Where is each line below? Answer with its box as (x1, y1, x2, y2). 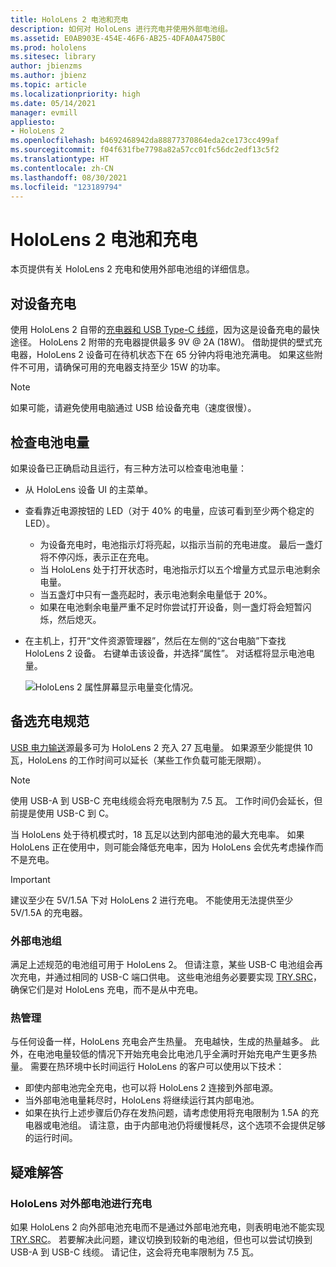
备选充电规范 (10, 713, 90, 730)
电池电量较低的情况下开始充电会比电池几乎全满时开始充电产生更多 (36, 1048, 308, 1060)
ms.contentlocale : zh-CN (10, 163, 114, 173)
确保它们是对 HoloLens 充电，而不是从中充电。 (10, 984, 204, 996)
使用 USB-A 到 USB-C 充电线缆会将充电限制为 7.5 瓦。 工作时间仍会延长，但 (10, 794, 323, 806)
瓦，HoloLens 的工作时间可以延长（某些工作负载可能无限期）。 (10, 754, 267, 766)
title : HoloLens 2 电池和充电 (10, 14, 129, 25)
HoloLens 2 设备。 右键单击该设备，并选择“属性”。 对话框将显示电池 (24, 647, 307, 659)
